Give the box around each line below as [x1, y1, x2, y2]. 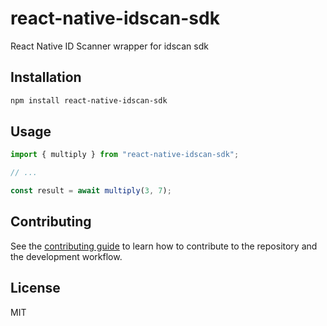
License [10, 280, 61, 297]
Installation [10, 69, 82, 86]
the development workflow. [10, 250, 123, 262]
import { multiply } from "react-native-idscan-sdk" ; [10, 150, 240, 160]
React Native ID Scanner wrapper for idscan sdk [10, 40, 209, 52]
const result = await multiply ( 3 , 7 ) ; [10, 186, 172, 196]
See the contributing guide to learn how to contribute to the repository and [10, 240, 318, 252]
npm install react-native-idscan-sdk [10, 95, 168, 106]
